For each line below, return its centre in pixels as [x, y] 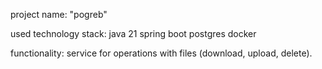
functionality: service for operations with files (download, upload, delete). [161, 53]
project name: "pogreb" [59, 14]
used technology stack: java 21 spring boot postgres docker [133, 33]
